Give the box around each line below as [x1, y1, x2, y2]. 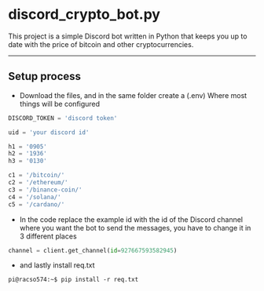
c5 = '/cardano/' [8, 200, 65, 209]
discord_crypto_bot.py [8, 5, 161, 24]
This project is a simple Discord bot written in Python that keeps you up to [8, 31, 247, 41]
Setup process [8, 70, 81, 83]
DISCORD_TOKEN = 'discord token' [8, 114, 118, 122]
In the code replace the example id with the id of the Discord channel [19, 214, 244, 224]
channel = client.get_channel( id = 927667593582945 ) [8, 246, 178, 254]
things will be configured [19, 99, 101, 108]
